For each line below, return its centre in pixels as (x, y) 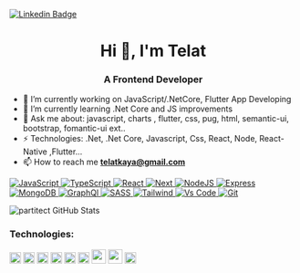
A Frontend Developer (153, 79)
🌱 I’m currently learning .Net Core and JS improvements (128, 109)
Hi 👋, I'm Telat (153, 51)
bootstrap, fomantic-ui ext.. (74, 129)
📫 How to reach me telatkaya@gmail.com (103, 162)
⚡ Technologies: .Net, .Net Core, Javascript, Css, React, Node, (140, 139)
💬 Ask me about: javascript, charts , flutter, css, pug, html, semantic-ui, (156, 119)
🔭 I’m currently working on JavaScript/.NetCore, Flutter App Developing (157, 100)
